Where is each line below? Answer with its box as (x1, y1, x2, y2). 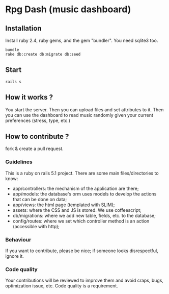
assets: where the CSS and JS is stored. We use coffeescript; (12, 207, 142, 213)
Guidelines (5, 158, 33, 165)
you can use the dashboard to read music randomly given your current (5, 112, 154, 118)
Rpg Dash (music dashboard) (5, 4, 131, 15)
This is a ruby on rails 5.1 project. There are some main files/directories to (5, 170, 159, 176)
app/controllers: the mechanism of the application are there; (12, 185, 139, 191)
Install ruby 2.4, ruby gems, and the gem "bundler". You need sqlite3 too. (5, 37, 158, 43)
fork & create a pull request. (5, 145, 64, 152)
